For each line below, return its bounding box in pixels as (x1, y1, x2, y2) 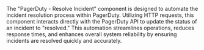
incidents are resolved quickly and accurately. (6, 37, 122, 44)
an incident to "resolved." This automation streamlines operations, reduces (6, 24, 194, 31)
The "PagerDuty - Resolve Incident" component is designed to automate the (6, 5, 199, 12)
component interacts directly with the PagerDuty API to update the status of (6, 18, 197, 25)
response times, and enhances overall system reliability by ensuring (6, 31, 177, 38)
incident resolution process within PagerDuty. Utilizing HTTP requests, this (6, 11, 194, 19)
